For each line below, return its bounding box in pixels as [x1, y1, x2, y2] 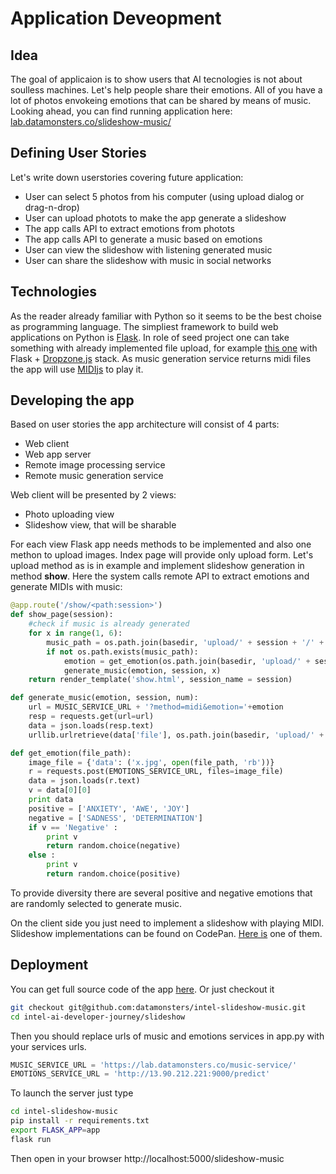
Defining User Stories [10, 145, 147, 162]
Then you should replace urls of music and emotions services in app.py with [10, 1030, 325, 1042]
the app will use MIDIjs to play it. [10, 363, 144, 375]
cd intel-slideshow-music [10, 1107, 118, 1117]
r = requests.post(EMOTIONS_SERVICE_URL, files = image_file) [28, 767, 284, 777]
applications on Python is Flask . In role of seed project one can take [10, 331, 290, 343]
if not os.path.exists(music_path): [46, 647, 199, 657]
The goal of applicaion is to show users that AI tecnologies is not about [10, 73, 303, 85]
